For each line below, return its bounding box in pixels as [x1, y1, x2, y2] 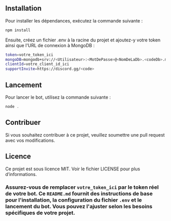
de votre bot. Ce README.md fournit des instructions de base [5, 190, 153, 197]
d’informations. [5, 171, 37, 177]
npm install [5, 28, 31, 33]
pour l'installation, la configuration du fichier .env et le [5, 196, 142, 204]
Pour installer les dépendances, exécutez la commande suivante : [5, 17, 143, 24]
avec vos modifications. [5, 137, 55, 143]
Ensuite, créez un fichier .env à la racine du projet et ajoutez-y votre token [5, 37, 161, 43]
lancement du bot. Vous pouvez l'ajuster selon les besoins [5, 203, 153, 210]
